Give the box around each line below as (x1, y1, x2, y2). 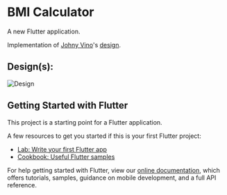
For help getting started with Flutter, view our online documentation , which (7, 166, 221, 174)
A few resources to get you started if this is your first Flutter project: (7, 132, 201, 140)
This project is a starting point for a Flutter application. (7, 118, 162, 126)
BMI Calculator (7, 4, 94, 20)
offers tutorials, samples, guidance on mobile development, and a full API (7, 173, 217, 182)
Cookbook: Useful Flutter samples (17, 153, 115, 161)
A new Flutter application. (7, 27, 81, 36)
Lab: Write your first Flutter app (17, 145, 108, 153)
